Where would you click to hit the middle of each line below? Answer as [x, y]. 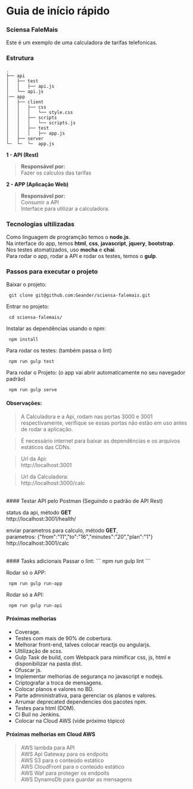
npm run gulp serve [33, 390]
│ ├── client [25, 102]
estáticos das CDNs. [46, 447]
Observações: [24, 403]
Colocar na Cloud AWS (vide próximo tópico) [70, 720]
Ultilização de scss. [39, 651]
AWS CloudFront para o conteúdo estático [73, 766]
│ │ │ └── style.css [40, 112]
